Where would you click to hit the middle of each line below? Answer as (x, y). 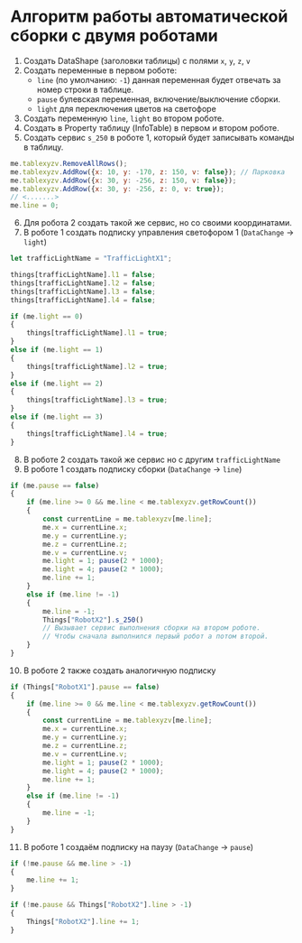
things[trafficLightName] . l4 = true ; (97, 434)
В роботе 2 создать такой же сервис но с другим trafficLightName (152, 459)
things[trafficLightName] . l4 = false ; (83, 300)
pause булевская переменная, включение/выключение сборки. (159, 99)
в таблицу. (43, 147)
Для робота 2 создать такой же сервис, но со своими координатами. (157, 223)
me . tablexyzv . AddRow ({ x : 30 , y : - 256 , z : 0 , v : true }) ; (117, 189)
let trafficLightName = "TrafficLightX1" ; (91, 259)
